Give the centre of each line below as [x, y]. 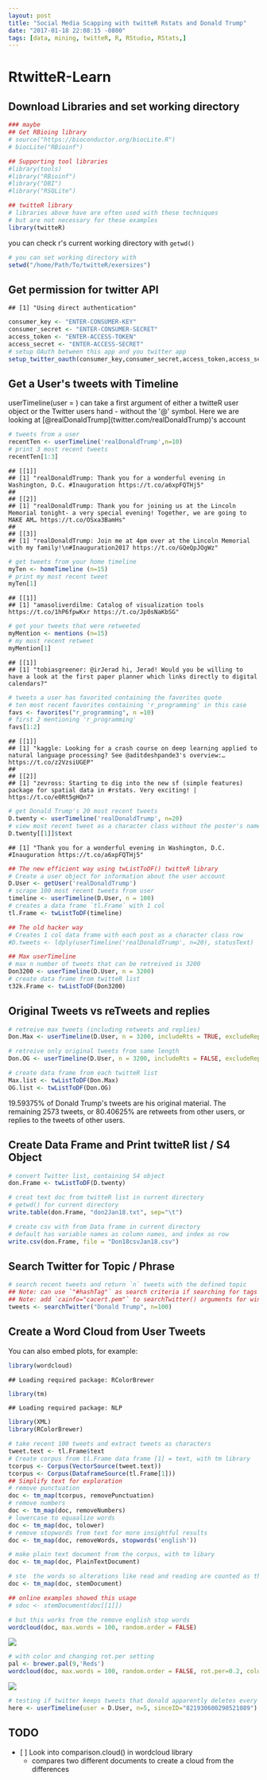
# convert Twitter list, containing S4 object [87, 1176]
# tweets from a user [44, 435]
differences [50, 1769]
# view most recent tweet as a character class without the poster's [126, 826]
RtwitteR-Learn [60, 77]
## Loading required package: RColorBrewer [81, 1380]
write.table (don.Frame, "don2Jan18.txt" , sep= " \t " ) [95, 1212]
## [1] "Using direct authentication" [72, 308]
